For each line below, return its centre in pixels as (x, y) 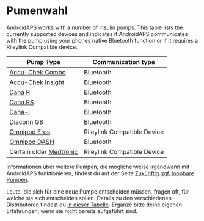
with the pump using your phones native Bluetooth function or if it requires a (102, 40)
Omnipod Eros (30, 132)
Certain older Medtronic (44, 151)
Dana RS (22, 102)
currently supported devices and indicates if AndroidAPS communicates (97, 34)
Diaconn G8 (27, 121)
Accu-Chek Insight (37, 82)
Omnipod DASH (32, 142)
